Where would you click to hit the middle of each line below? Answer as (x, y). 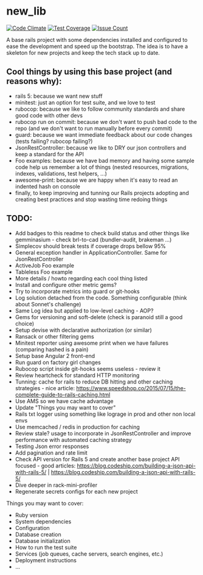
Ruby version (32, 515)
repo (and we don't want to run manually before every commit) (94, 128)
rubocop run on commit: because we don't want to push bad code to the (106, 122)
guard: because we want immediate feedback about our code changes (104, 134)
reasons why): (34, 81)
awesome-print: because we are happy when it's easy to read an (96, 180)
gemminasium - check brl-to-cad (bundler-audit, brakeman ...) (93, 239)
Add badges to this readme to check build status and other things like (102, 233)
